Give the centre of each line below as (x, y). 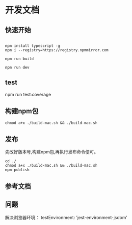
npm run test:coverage (28, 94)
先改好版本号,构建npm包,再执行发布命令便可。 (52, 152)
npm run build (20, 59)
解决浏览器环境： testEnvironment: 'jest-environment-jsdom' (66, 217)
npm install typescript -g (33, 46)
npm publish (17, 170)
